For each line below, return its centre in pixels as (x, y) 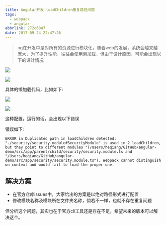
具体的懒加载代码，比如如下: (34, 89)
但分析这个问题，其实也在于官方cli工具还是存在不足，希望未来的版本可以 (79, 211)
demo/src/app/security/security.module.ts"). (53, 160)
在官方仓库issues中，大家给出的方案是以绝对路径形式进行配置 (76, 194)
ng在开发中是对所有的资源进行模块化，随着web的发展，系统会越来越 (87, 48)
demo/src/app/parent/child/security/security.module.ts (64, 152)
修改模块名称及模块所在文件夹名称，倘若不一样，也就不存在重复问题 (82, 200)
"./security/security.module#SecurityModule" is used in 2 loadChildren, (83, 143)
